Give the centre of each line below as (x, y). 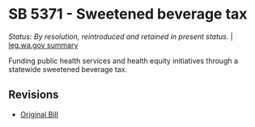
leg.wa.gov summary (43, 44)
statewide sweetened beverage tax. (68, 69)
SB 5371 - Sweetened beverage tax (128, 14)
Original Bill (39, 114)
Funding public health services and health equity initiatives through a (123, 61)
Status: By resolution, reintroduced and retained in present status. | (121, 36)
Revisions (34, 95)
